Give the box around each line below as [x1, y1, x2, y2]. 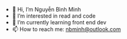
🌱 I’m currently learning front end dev [12, 19, 107, 26]
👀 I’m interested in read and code [12, 12, 96, 19]
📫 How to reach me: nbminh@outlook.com [12, 26, 121, 33]
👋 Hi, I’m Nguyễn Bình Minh [12, 6, 81, 13]
